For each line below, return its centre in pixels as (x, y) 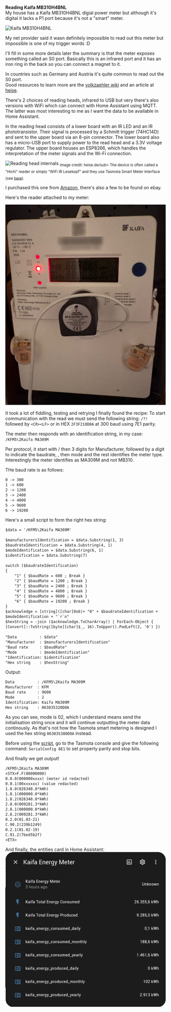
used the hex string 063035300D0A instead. (49, 733)
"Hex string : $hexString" (37, 663)
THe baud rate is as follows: (35, 470)
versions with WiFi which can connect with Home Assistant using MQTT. (81, 106)
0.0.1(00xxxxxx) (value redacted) (42, 784)
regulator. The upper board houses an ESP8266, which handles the (76, 148)
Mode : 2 (25, 698)
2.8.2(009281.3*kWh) (27, 814)
